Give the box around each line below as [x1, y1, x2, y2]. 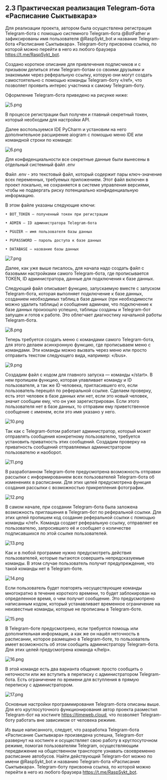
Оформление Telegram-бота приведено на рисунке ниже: [5, 92, 129, 98]
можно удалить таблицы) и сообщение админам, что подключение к [5, 301, 153, 307]
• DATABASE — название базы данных [5, 246, 79, 251]
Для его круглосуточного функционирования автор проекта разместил [5, 706, 158, 712]
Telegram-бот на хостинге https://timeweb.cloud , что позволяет [5, 712, 140, 718]
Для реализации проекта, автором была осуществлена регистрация [5, 25, 152, 31]
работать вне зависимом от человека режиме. [16, 717, 117, 723]
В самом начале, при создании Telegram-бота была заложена [5, 504, 138, 510]
